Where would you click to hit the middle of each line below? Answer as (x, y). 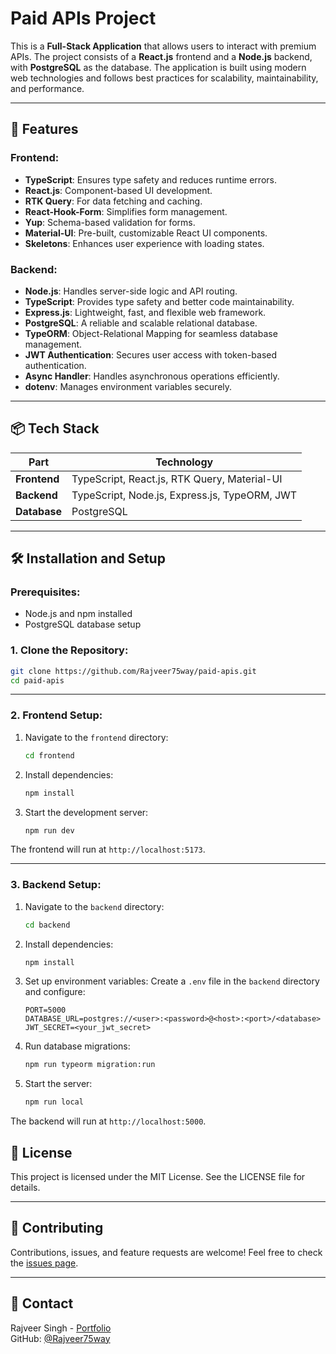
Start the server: (58, 1084)
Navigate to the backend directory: (94, 906)
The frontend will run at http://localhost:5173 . (108, 849)
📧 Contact (42, 1303)
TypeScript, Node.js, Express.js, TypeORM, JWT (184, 495)
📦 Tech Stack (55, 428)
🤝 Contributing (57, 1228)
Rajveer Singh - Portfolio (61, 1328)
